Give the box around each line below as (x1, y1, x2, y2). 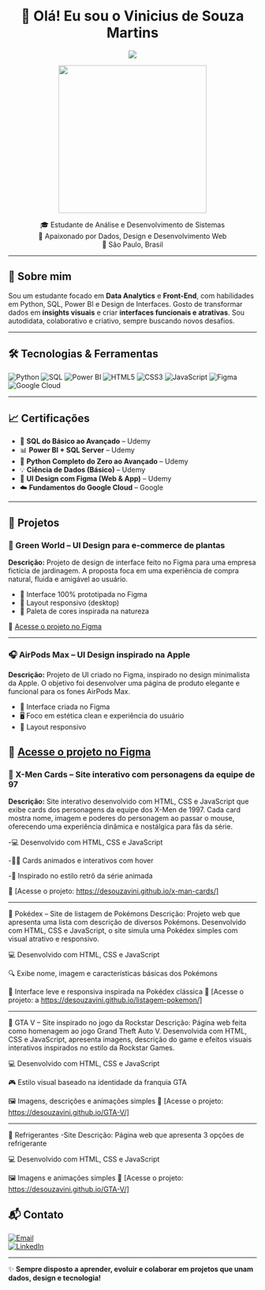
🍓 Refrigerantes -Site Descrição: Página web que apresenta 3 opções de (8, 1131, 244, 1140)
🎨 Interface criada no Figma (19, 702, 110, 712)
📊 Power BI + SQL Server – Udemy (19, 446, 136, 455)
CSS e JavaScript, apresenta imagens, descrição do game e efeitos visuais (8, 1035, 252, 1044)
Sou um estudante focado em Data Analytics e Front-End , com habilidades (8, 291, 255, 300)
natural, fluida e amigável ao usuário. (8, 575, 129, 584)
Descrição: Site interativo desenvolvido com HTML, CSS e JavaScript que (8, 796, 249, 807)
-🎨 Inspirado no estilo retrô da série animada (8, 871, 153, 881)
